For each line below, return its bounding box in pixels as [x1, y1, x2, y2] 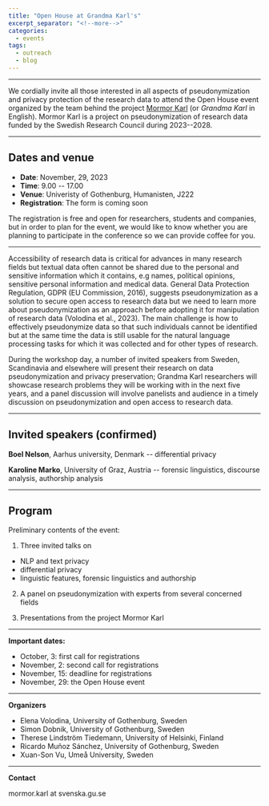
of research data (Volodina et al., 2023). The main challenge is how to [8, 313, 239, 323]
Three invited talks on [19, 541, 92, 551]
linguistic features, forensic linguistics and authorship [19, 573, 197, 583]
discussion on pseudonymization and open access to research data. [8, 397, 234, 406]
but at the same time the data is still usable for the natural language [8, 330, 231, 340]
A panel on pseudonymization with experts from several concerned [19, 589, 243, 599]
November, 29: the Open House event [19, 678, 146, 687]
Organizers [8, 700, 46, 710]
